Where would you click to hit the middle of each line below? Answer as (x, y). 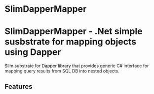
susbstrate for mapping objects (71, 42)
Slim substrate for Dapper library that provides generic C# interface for (77, 66)
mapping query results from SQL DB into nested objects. (62, 71)
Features (19, 86)
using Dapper (33, 52)
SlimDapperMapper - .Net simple (74, 32)
